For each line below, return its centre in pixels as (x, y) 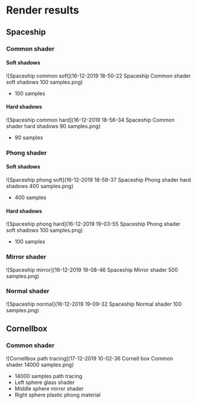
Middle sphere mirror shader (49, 388)
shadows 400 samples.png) (40, 186)
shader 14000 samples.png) (40, 365)
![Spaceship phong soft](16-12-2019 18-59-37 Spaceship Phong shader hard (98, 180)
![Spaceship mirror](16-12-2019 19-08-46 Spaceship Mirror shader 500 (92, 270)
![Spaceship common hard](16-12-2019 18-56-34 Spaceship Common (90, 120)
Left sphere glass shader (45, 382)
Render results (43, 10)
